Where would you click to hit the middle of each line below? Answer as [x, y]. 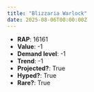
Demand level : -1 [42, 53]
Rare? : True [34, 82]
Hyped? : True [37, 75]
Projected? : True [41, 68]
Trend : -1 [30, 61]
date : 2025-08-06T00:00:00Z [47, 20]
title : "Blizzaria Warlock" [47, 13]
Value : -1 [30, 46]
